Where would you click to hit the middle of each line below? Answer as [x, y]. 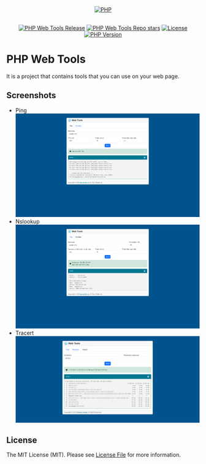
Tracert [25, 333]
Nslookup [27, 222]
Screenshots [31, 95]
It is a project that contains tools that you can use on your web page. [93, 76]
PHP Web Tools [46, 59]
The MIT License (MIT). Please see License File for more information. [93, 455]
